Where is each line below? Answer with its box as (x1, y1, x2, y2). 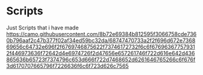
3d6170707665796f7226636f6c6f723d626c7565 (6, 62, 129, 70)
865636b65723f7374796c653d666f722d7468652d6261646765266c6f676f (6, 56, 196, 63)
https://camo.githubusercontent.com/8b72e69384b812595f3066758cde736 (6, 30, 197, 37)
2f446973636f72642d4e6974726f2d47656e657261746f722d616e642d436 (6, 49, 195, 56)
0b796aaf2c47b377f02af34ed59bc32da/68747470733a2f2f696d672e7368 (6, 37, 196, 44)
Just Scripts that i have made (6, 24, 79, 31)
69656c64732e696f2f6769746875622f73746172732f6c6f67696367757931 (6, 43, 195, 50)
